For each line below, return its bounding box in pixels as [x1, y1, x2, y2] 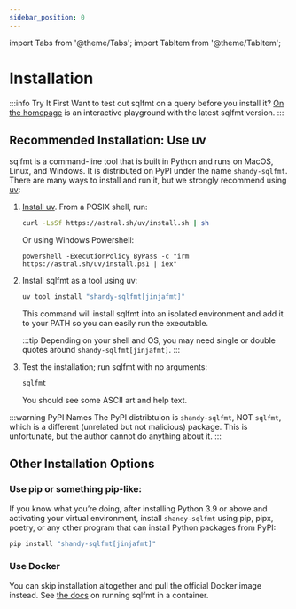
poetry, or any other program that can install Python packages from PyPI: [9, 522, 277, 533]
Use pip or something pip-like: [9, 483, 143, 496]
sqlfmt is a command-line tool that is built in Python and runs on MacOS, [9, 156, 274, 167]
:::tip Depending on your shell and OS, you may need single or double [21, 335, 277, 346]
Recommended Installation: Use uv [9, 132, 206, 147]
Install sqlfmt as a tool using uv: [21, 276, 138, 286]
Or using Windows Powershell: [21, 235, 135, 246]
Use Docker [9, 560, 60, 573]
